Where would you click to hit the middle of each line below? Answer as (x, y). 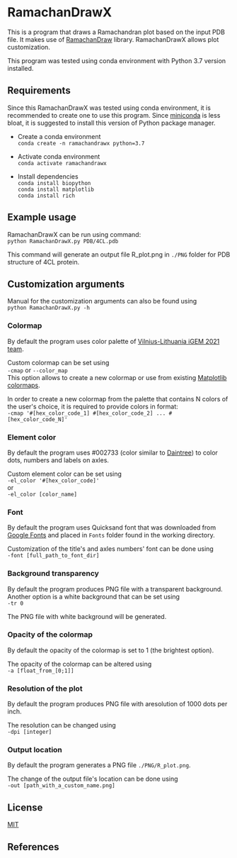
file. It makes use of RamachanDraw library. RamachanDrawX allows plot (113, 39)
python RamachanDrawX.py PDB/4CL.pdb (63, 241)
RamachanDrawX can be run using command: (74, 234)
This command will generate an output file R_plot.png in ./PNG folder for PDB (119, 254)
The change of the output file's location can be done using (93, 779)
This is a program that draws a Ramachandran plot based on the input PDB (116, 32)
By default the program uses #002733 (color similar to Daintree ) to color (112, 452)
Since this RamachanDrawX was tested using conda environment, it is (109, 108)
